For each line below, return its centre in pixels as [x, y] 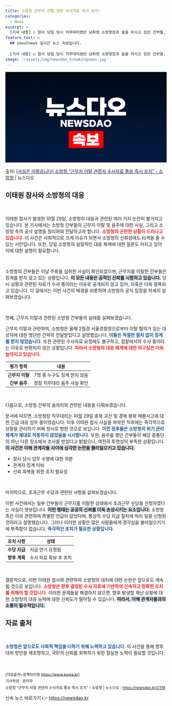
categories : [18, 16]
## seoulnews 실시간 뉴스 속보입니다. [46, 43]
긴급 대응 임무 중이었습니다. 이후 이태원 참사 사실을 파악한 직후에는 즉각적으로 [88, 423]
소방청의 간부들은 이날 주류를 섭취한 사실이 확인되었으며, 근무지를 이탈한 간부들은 [86, 271]
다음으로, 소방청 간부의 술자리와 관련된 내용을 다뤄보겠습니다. [66, 405]
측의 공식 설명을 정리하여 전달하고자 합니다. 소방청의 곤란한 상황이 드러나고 [89, 231]
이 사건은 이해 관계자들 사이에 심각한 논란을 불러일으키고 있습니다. [70, 448]
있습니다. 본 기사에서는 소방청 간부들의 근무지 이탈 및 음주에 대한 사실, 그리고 [82, 225]
